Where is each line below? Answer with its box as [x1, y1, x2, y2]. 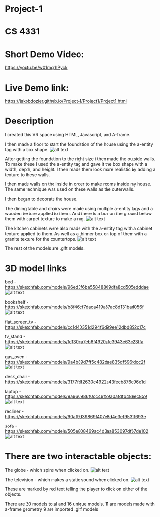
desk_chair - [5, 374, 30, 380]
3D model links [5, 263, 67, 274]
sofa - [5, 423, 17, 429]
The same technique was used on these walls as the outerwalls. [5, 186, 134, 192]
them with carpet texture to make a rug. [5, 216, 85, 222]
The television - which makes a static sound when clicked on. [5, 477, 130, 483]
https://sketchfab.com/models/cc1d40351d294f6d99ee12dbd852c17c [5, 324, 146, 330]
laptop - [5, 389, 21, 395]
